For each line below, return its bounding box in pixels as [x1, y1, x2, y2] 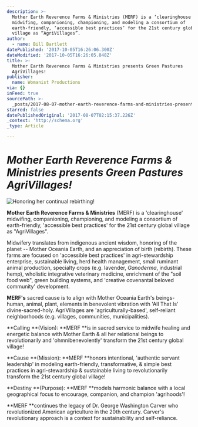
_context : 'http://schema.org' [6, 118, 83, 124]
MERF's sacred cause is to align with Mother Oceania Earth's [6, 294, 155, 301]
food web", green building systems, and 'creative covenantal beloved [6, 276, 174, 283]
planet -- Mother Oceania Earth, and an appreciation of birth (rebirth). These [6, 245, 192, 252]
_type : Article [6, 123, 44, 129]
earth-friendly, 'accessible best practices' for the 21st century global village [6, 221, 190, 229]
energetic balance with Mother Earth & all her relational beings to [6, 330, 164, 337]
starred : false [6, 107, 44, 113]
